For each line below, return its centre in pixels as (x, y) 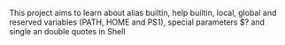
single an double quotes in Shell (67, 31)
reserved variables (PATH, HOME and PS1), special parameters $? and (137, 22)
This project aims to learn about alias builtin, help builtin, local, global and (143, 13)
